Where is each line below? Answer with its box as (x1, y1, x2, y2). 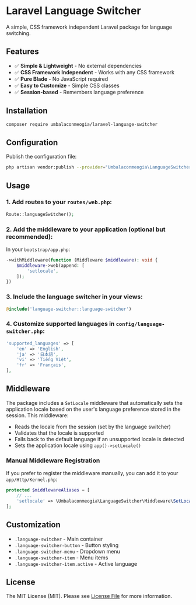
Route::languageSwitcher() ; (6, 211, 75, 217)
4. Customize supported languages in (6, 320, 115, 328)
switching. (6, 29, 31, 36)
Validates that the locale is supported (14, 429, 104, 436)
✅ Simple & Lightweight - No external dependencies (14, 62, 142, 69)
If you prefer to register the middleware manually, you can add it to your (6, 470, 178, 477)
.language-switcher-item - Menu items (14, 554, 108, 561)
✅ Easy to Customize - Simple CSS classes (14, 82, 120, 89)
